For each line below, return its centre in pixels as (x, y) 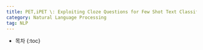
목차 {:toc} (28, 41)
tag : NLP (17, 23)
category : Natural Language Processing (56, 17)
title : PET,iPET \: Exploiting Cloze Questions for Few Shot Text (92, 12)
